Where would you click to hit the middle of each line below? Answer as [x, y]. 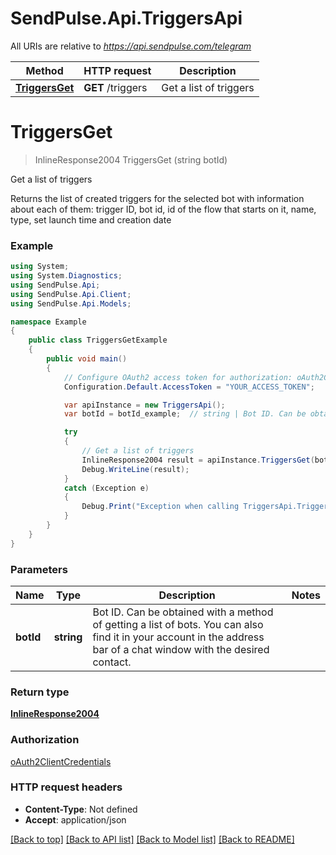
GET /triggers [115, 87]
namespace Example [48, 322]
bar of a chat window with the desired [181, 649]
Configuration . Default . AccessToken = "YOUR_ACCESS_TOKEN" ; [189, 387]
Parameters [39, 569]
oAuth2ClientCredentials [61, 761]
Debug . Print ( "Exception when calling [160, 507]
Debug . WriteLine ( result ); [135, 469]
